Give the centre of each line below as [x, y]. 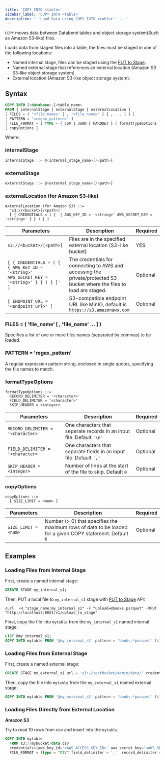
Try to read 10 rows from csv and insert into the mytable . [62, 729]
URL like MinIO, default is [98, 305]
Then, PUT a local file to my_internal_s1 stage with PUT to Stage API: [75, 599]
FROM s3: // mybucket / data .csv [39, 743]
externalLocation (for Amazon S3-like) [52, 196]
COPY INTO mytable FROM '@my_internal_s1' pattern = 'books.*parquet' [79, 641]
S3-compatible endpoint [97, 298]
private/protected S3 [93, 278]
